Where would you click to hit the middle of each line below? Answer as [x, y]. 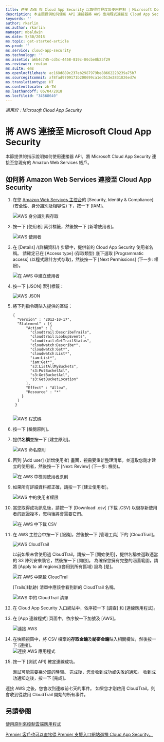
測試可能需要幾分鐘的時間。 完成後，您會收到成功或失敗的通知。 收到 [82, 672]
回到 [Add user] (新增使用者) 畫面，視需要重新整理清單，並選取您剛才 [82, 460]
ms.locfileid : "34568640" [32, 96]
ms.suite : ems [20, 69]
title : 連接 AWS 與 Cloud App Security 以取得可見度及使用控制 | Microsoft [79, 10]
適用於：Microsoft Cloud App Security [44, 110]
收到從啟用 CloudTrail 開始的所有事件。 [49, 694]
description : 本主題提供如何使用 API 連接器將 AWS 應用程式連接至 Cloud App [78, 14]
